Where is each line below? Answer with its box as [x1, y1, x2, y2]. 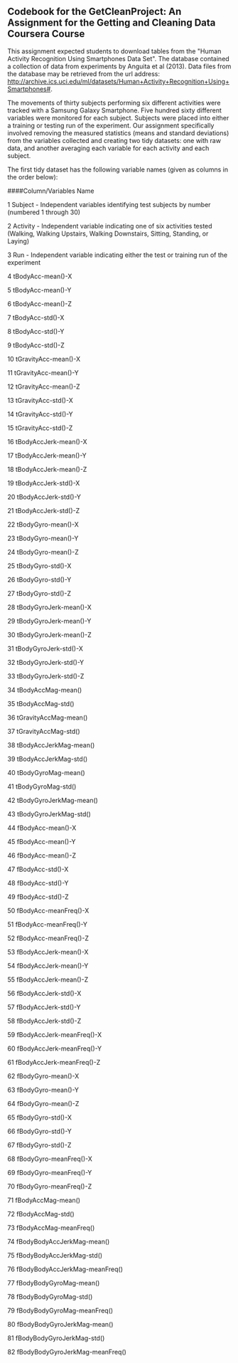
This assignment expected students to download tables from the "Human [7, 46, 222, 56]
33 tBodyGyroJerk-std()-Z [7, 672, 85, 680]
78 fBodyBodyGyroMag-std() [7, 1292, 93, 1301]
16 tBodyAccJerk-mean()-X [7, 437, 87, 446]
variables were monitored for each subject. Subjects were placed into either [7, 113, 229, 122]
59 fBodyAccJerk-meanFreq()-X [7, 1030, 102, 1038]
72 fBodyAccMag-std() [7, 1209, 75, 1218]
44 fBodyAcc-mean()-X [7, 823, 77, 832]
